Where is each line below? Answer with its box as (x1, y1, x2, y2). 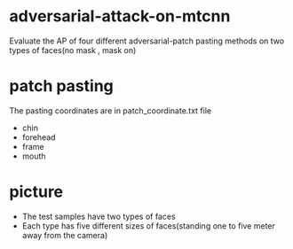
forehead (21, 131, 56, 143)
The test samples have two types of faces (21, 211, 176, 222)
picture (9, 182, 64, 202)
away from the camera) (21, 230, 108, 240)
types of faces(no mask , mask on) (9, 44, 137, 55)
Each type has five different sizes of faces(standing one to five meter (21, 220, 275, 231)
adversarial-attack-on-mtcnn (9, 6, 231, 27)
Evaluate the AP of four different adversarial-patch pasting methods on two (9, 35, 285, 46)
